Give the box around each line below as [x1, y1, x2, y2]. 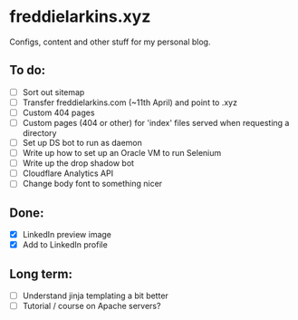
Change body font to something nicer [22, 179, 163, 189]
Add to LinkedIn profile [22, 239, 109, 250]
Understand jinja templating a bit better [22, 290, 169, 301]
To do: [9, 63, 46, 78]
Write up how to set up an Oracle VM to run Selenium [22, 148, 222, 159]
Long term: [9, 266, 72, 282]
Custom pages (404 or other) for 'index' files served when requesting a [22, 117, 290, 128]
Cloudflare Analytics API [22, 168, 114, 179]
